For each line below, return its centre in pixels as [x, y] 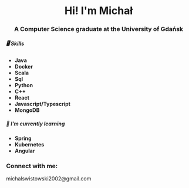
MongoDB [27, 110]
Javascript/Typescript [42, 104]
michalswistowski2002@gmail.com [49, 179]
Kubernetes [29, 145]
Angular [25, 151]
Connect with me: [32, 166]
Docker [24, 67]
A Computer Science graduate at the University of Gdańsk [99, 29]
